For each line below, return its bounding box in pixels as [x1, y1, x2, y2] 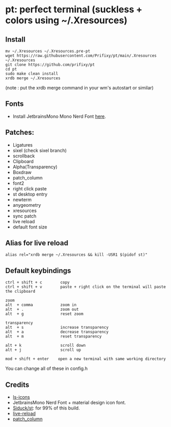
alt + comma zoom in [5, 303, 77, 308]
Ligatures [12, 141, 33, 148]
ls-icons [12, 394, 30, 400]
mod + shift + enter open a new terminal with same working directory [5, 357, 166, 362]
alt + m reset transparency [5, 334, 102, 339]
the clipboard [5, 289, 36, 294]
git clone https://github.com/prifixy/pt [5, 62, 95, 67]
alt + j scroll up [5, 347, 81, 353]
